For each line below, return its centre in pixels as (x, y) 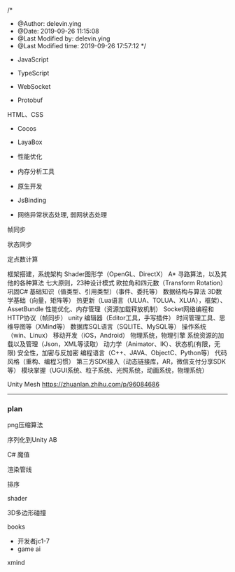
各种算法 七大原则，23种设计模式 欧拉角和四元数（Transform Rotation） (123, 283)
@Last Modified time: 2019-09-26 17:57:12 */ (82, 46)
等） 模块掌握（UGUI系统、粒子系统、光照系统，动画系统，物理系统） (108, 370)
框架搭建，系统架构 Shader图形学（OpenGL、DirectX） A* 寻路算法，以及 (114, 274)
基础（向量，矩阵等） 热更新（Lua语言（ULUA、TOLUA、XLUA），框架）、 (120, 300)
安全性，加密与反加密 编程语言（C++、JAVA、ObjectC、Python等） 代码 (122, 353)
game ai (29, 549)
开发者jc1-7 (34, 541)
